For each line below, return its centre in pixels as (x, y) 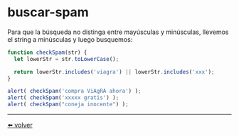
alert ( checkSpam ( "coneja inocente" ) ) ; (68, 104)
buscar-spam (48, 12)
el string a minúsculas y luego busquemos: (70, 39)
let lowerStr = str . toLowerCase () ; (67, 59)
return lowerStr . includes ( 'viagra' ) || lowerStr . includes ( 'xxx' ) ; (114, 72)
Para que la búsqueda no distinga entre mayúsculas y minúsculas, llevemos (118, 32)
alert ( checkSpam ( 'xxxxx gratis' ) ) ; (63, 98)
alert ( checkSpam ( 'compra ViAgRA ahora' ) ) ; (74, 91)
